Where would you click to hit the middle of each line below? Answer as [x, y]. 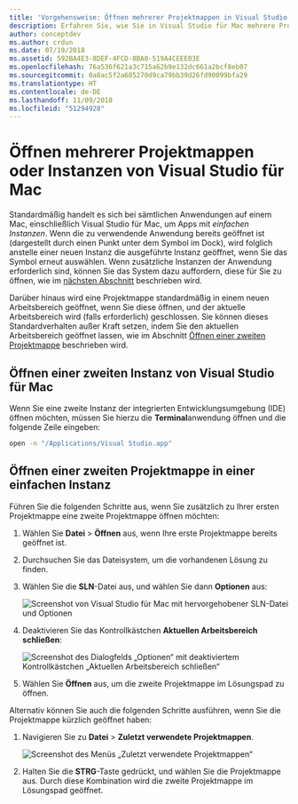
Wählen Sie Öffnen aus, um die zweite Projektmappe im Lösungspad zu [153, 683]
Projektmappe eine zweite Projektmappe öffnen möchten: [114, 515]
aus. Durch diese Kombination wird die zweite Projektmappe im [137, 780]
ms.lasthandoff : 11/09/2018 [61, 100]
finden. [35, 569]
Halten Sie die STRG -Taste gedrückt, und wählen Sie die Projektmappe [152, 771]
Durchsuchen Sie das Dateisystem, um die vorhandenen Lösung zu [145, 560]
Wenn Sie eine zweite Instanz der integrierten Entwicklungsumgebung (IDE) [148, 408]
